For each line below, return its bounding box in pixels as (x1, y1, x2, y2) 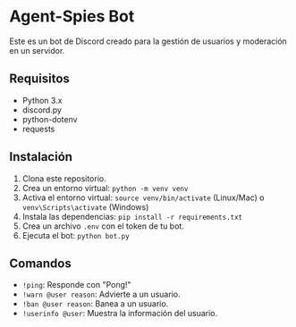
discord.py (21, 105, 63, 115)
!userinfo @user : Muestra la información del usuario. (21, 308, 218, 319)
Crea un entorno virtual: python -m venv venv (21, 182, 189, 193)
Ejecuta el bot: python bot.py (21, 230, 130, 240)
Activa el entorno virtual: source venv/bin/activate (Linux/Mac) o (21, 192, 265, 203)
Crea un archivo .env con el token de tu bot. (21, 221, 185, 231)
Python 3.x (21, 95, 63, 105)
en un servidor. (9, 45, 65, 55)
